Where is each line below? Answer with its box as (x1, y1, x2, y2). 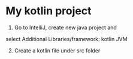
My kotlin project (5, 4, 92, 18)
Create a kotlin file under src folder (14, 46, 101, 54)
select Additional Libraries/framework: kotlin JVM (5, 35, 128, 42)
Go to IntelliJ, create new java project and (14, 24, 117, 31)
